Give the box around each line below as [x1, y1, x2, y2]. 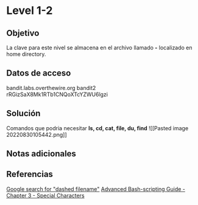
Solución [6, 108, 41, 119]
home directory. [6, 50, 46, 58]
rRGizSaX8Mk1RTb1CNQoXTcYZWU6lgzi [6, 91, 108, 98]
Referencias [6, 169, 54, 179]
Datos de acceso [6, 68, 71, 78]
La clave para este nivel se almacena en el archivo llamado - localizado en [6, 44, 193, 51]
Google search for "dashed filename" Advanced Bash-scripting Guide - [6, 185, 186, 192]
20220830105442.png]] [6, 131, 67, 138]
